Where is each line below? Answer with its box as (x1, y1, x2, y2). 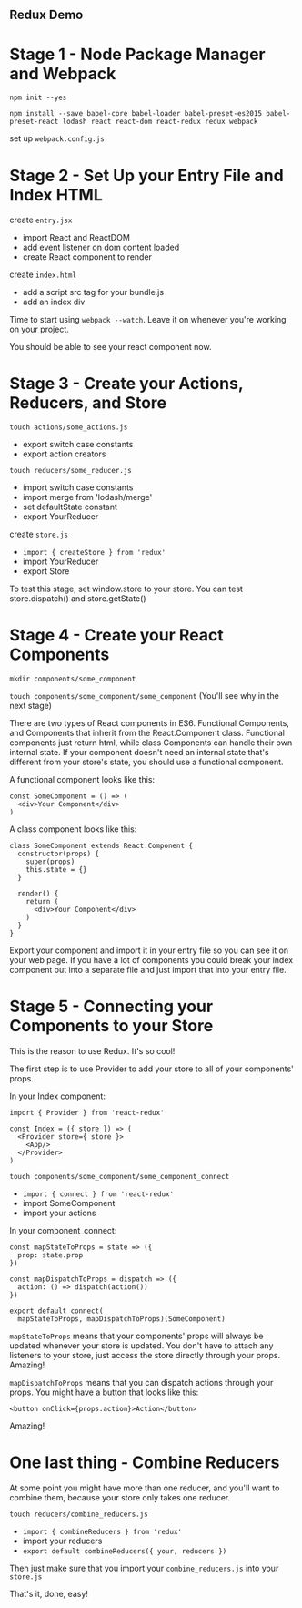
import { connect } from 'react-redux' (22, 1190, 175, 1199)
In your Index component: (9, 1091, 106, 1101)
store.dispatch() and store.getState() (9, 593, 146, 604)
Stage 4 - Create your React (9, 625, 225, 646)
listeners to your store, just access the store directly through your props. (9, 1350, 280, 1361)
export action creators (22, 448, 106, 459)
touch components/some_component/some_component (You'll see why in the (9, 691, 279, 702)
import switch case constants (22, 482, 134, 493)
